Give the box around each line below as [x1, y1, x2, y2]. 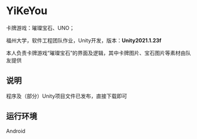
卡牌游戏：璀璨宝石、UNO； [6, 24, 75, 31]
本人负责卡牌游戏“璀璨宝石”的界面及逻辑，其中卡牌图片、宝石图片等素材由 [6, 49, 186, 57]
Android [6, 127, 25, 134]
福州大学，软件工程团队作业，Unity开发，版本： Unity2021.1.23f [6, 37, 162, 44]
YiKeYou [6, 4, 48, 18]
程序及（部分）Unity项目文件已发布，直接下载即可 [6, 92, 128, 100]
